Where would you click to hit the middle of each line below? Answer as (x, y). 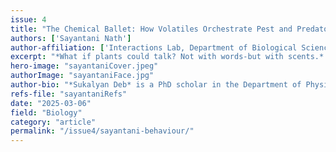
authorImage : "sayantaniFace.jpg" (82, 76)
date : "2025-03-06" (51, 103)
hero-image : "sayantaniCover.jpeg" (84, 66)
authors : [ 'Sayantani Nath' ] (71, 38)
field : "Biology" (46, 112)
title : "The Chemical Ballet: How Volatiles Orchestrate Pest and (151, 29)
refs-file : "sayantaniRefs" (69, 94)
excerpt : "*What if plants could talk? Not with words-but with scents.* (167, 57)
